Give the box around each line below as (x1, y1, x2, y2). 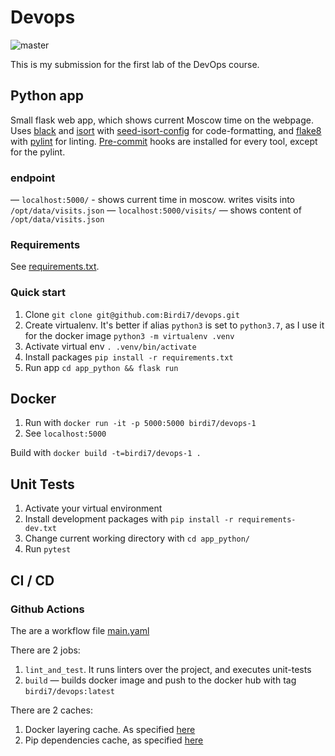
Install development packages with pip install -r (24, 513, 234, 525)
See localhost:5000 (24, 427, 107, 440)
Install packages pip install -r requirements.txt (24, 351, 234, 363)
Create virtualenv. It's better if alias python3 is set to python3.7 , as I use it (24, 319, 325, 331)
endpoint (10, 171, 56, 185)
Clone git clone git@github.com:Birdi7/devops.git (24, 308, 240, 320)
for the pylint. (10, 146, 66, 158)
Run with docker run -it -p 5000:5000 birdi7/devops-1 (24, 417, 257, 429)
